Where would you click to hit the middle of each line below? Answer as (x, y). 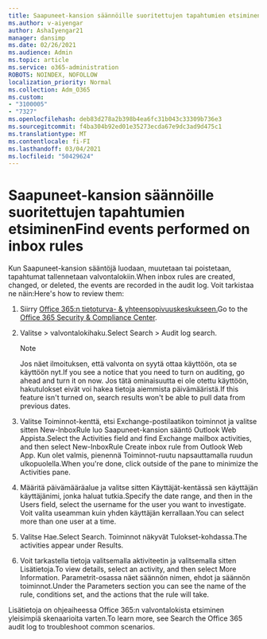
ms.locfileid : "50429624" (51, 156)
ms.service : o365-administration (64, 68)
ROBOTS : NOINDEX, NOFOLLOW (53, 75)
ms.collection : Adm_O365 (49, 90)
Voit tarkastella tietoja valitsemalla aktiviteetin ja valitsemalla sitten (128, 561)
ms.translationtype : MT (48, 134)
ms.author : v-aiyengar (46, 23)
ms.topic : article (39, 60)
